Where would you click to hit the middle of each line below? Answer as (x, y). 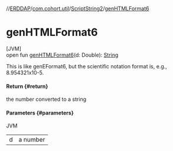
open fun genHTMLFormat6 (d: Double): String (62, 55)
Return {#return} (27, 86)
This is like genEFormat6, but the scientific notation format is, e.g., (86, 66)
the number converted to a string (46, 99)
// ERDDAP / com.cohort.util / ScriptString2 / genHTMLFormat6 (78, 9)
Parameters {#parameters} (40, 113)
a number (32, 140)
